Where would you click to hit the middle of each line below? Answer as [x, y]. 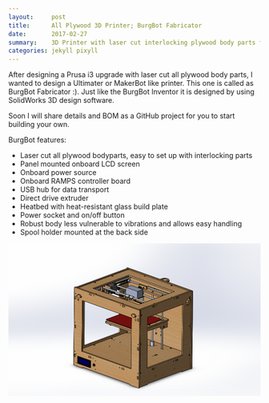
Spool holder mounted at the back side [84, 232]
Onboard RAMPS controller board [75, 181]
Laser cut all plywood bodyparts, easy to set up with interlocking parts [136, 156]
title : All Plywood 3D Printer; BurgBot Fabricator [105, 25]
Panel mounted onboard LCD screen [80, 164]
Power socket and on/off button [72, 215]
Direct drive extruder [54, 198]
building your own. [39, 124]
